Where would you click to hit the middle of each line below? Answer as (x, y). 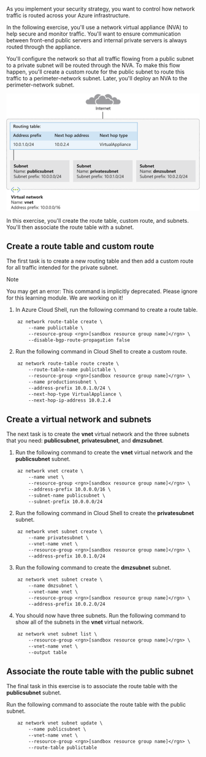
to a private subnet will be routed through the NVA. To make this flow (93, 65)
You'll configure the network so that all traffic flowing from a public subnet (100, 59)
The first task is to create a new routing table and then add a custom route (100, 261)
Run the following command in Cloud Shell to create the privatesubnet (105, 513)
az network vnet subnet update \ (60, 723)
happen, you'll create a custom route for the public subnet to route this (96, 72)
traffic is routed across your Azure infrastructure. (68, 15)
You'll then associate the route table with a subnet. (70, 227)
